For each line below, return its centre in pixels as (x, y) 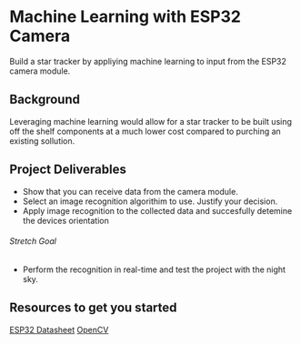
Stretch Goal (33, 241)
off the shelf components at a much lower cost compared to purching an (145, 131)
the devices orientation (65, 220)
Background (45, 100)
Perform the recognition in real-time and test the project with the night (154, 269)
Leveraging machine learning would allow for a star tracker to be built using (151, 121)
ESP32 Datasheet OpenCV (59, 329)
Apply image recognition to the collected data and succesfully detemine (157, 210)
